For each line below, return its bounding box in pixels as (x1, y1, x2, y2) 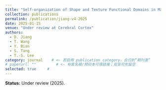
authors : (5, 30, 23, 35)
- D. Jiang (9, 35, 32, 40)
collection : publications (5, 12, 58, 17)
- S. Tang (9, 48, 30, 53)
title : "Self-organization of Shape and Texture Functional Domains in (5, 7, 156, 12)
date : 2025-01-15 (5, 21, 41, 26)
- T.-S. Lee (9, 53, 35, 58)
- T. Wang (9, 39, 30, 44)
